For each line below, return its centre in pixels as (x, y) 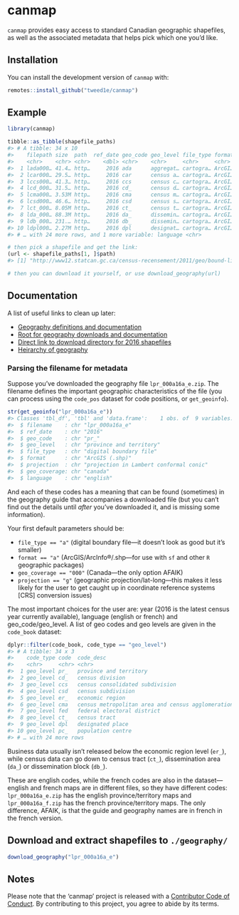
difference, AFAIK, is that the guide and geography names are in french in (115, 810)
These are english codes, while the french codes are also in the (100, 780)
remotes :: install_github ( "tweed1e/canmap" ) (73, 90)
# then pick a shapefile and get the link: (73, 247)
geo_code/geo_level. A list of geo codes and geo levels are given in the (112, 624)
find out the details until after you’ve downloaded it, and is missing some (114, 507)
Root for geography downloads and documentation (92, 334)
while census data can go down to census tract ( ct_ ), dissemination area (114, 759)
